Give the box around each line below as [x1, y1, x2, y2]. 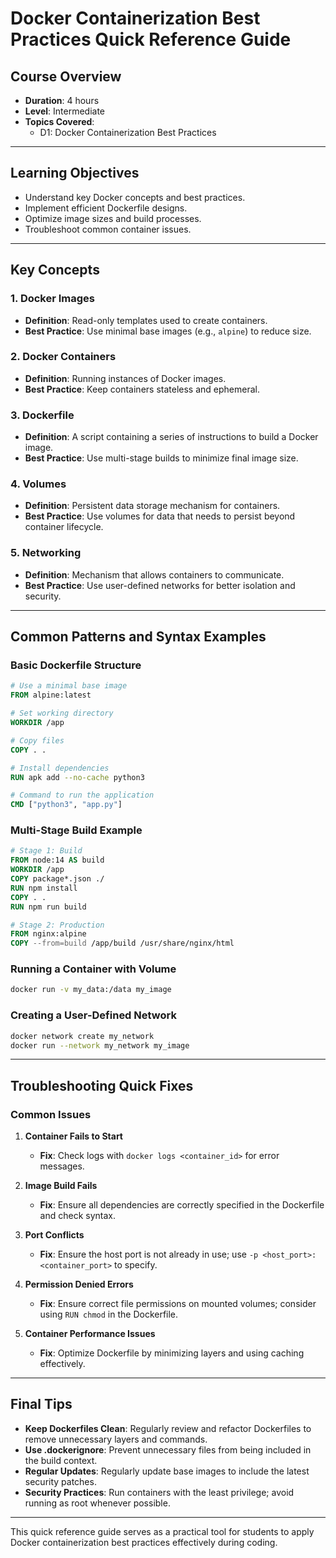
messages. [39, 1160, 85, 1172]
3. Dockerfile [10, 408, 75, 422]
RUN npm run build [10, 902, 87, 912]
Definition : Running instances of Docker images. [24, 372, 227, 384]
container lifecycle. [24, 521, 104, 533]
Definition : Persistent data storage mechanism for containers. [24, 500, 281, 512]
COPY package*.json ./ [10, 874, 105, 884]
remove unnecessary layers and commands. [24, 1433, 208, 1445]
